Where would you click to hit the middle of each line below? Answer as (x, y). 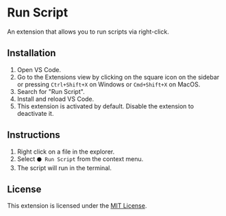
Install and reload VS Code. (55, 99)
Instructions (34, 135)
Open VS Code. (39, 69)
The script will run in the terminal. (64, 168)
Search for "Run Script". (51, 91)
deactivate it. (35, 113)
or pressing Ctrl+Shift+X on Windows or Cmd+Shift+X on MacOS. (109, 84)
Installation (32, 53)
